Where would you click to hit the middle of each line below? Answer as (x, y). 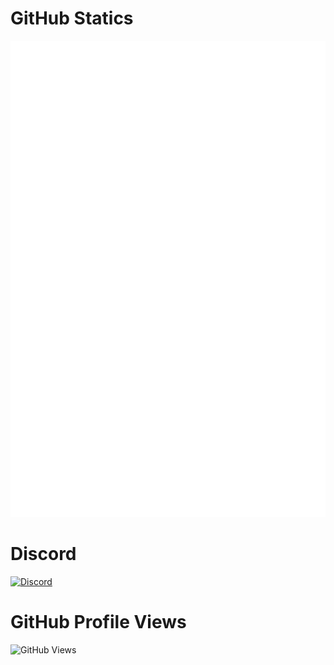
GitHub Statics (72, 18)
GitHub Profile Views (98, 622)
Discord (43, 554)
